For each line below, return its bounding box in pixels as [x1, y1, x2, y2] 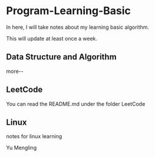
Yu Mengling [6, 144, 37, 151]
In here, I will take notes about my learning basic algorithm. [6, 24, 149, 31]
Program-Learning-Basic [6, 4, 131, 18]
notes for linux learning [6, 133, 62, 140]
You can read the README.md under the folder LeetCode [6, 100, 146, 107]
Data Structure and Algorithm [6, 52, 117, 62]
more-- [6, 68, 24, 75]
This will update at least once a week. [6, 35, 98, 42]
